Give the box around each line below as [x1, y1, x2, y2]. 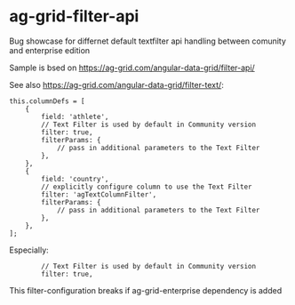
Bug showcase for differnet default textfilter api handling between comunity [9, 36, 287, 46]
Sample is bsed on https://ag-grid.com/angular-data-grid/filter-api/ [9, 62, 255, 73]
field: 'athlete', [41, 112, 109, 121]
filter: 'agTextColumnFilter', [41, 189, 157, 199]
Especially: [9, 245, 49, 255]
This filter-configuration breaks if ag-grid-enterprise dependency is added [9, 285, 283, 295]
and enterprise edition [9, 44, 91, 55]
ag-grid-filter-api [9, 6, 140, 27]
